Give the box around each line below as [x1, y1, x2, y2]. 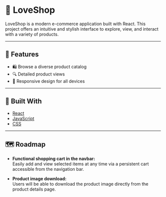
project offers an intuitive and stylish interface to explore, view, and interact [5, 26, 159, 32]
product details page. [12, 186, 56, 192]
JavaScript [12, 116, 35, 121]
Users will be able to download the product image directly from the [12, 181, 149, 187]
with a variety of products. [5, 31, 59, 37]
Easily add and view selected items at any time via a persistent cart [12, 161, 149, 167]
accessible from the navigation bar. [12, 166, 84, 172]
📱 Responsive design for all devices [12, 78, 85, 84]
